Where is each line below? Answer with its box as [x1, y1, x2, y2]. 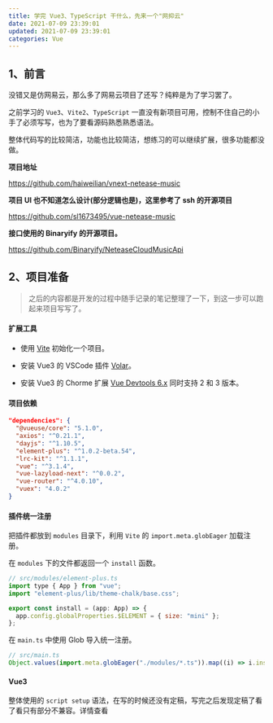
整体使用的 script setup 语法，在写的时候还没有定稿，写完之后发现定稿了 [8, 695, 256, 705]
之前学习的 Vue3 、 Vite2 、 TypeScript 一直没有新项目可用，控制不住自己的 [8, 107, 253, 117]
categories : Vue [8, 34, 63, 43]
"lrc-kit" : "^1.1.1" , [15, 454, 89, 462]
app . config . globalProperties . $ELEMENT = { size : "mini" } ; [15, 611, 220, 620]
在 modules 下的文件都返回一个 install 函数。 [8, 559, 160, 568]
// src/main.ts [8, 651, 60, 659]
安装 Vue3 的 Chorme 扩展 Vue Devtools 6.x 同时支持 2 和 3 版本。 [19, 378, 244, 388]
